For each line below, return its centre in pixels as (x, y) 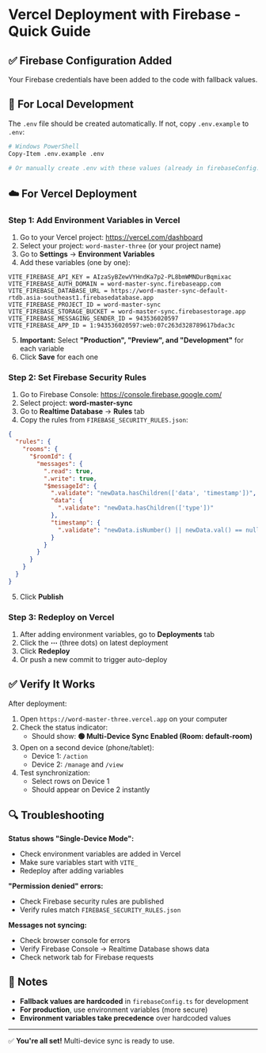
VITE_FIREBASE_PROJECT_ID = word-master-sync (84, 305)
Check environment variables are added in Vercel (100, 854)
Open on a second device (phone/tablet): (87, 747)
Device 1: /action (60, 756)
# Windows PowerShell (44, 146)
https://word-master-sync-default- (169, 291)
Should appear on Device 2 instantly (91, 790)
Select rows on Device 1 (70, 781)
